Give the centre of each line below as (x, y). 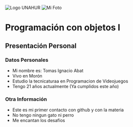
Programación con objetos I (63, 28)
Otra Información (26, 99)
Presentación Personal (41, 46)
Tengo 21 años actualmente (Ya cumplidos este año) (66, 86)
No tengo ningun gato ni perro (43, 115)
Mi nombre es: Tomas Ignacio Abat (48, 70)
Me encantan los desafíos (39, 121)
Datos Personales (27, 60)
